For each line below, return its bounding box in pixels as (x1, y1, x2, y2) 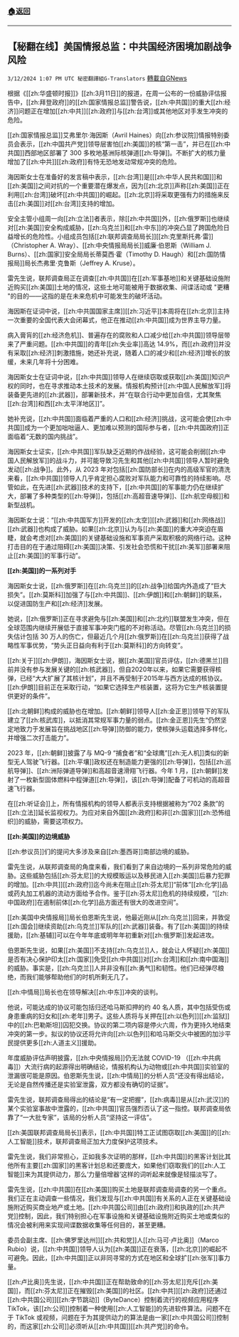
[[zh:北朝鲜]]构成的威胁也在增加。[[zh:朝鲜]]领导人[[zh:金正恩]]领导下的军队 (7, 707, 230, 715)
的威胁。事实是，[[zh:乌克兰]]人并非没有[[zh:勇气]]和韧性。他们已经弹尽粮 (7, 964, 224, 972)
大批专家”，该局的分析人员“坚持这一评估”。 (28, 1113, 156, 1122)
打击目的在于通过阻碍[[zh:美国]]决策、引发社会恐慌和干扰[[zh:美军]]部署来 (7, 543, 224, 551)
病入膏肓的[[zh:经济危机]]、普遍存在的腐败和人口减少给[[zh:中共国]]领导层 (7, 331, 224, 339)
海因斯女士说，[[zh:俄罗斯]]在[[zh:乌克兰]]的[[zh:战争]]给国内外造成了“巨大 (7, 582, 226, 590)
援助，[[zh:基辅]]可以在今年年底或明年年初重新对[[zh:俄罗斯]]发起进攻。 (7, 931, 218, 939)
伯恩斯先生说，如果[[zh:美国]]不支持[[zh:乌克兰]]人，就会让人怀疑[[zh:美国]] (7, 946, 230, 954)
